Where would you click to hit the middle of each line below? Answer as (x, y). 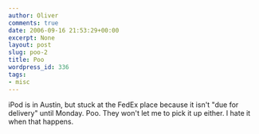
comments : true (33, 23)
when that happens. (41, 121)
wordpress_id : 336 (39, 67)
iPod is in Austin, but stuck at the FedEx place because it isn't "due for (124, 105)
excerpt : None (32, 38)
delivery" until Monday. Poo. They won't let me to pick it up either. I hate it (129, 113)
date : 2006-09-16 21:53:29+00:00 (64, 30)
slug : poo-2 (28, 52)
